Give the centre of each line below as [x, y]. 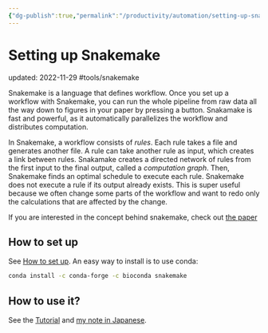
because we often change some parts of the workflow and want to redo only [134, 193]
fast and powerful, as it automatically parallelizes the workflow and [118, 118]
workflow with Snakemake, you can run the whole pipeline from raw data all [133, 101]
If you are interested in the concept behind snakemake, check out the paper [133, 217]
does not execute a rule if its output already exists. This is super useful [124, 184]
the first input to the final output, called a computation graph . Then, [119, 168]
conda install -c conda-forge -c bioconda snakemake [98, 276]
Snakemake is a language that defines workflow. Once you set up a [118, 93]
